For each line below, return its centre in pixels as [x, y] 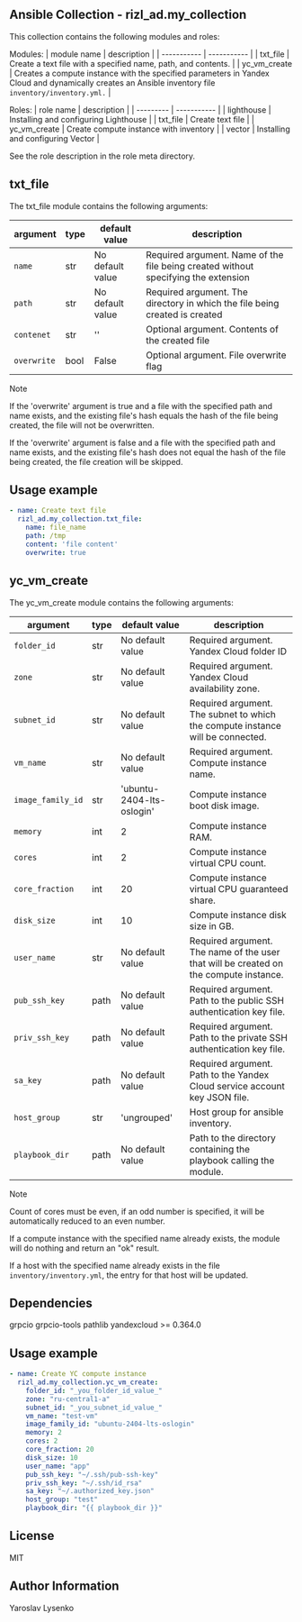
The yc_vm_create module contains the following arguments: [121, 602]
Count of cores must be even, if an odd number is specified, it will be [137, 1211]
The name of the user [235, 952]
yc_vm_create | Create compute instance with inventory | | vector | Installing [150, 129]
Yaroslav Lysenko [42, 1608]
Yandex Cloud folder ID [238, 651]
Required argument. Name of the [214, 254]
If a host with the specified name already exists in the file [115, 1265]
